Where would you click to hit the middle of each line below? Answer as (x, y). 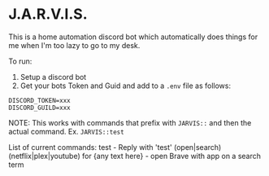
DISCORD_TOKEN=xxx (39, 100)
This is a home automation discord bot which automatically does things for (133, 37)
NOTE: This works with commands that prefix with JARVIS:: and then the (130, 122)
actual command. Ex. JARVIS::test (66, 131)
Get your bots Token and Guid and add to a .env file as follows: (126, 86)
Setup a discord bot (53, 77)
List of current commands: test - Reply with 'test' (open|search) (115, 147)
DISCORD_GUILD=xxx (39, 108)
